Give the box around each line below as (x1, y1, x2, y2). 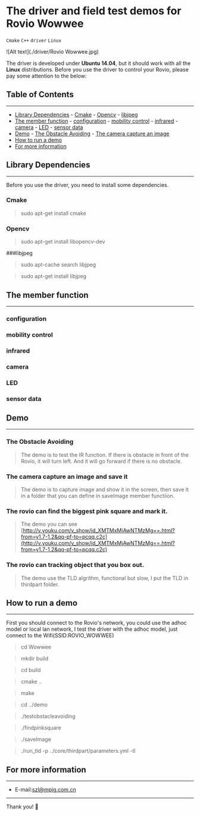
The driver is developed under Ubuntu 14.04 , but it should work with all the (6, 60, 191, 67)
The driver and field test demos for (6, 4, 182, 18)
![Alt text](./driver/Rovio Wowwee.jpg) (6, 48, 99, 55)
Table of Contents (6, 89, 74, 99)
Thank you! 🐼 (6, 803, 39, 811)
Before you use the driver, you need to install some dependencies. (6, 181, 169, 188)
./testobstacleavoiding (20, 713, 76, 720)
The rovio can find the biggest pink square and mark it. (6, 507, 168, 515)
